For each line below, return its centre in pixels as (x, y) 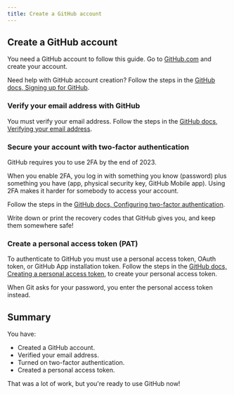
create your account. (38, 67)
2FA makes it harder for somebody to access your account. (93, 191)
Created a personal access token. (66, 370)
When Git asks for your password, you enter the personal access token (110, 287)
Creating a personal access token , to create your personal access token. (112, 274)
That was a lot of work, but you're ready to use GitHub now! (94, 384)
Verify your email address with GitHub (74, 106)
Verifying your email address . (50, 129)
